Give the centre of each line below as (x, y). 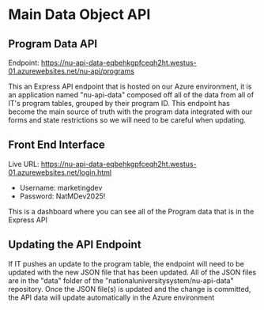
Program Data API (53, 44)
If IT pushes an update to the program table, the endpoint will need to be (126, 263)
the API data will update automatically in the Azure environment (111, 297)
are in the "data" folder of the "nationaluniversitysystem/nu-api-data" (121, 280)
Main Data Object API (79, 15)
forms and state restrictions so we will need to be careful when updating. (127, 120)
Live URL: (24, 164)
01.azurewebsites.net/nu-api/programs (71, 71)
